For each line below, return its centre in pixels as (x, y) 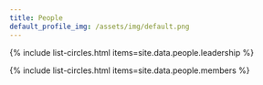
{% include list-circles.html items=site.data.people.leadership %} (131, 52)
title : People (37, 18)
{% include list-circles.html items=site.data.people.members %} (130, 70)
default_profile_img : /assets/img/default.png (100, 27)
